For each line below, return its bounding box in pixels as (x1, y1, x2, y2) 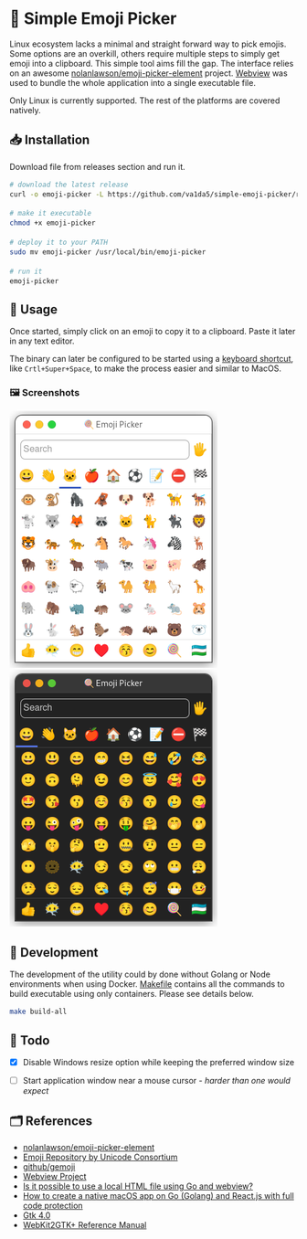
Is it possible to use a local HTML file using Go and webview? (22, 1181, 254, 1191)
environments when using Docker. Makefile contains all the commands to (9, 979, 285, 990)
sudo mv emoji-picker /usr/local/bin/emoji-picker (9, 247, 206, 257)
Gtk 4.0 (22, 1210, 51, 1221)
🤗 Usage (9, 302, 58, 317)
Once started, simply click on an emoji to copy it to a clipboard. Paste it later (9, 326, 296, 337)
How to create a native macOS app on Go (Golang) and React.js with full (22, 1190, 294, 1201)
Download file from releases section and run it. (9, 161, 185, 172)
